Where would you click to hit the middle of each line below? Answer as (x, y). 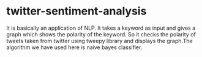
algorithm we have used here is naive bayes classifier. (74, 47)
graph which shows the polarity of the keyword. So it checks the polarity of (101, 34)
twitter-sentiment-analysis (77, 11)
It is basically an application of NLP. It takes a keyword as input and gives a (101, 28)
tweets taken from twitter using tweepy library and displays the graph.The (99, 41)
